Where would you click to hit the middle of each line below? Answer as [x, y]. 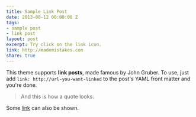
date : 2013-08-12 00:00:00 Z [42, 17]
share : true [21, 56]
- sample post [24, 28]
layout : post [22, 39]
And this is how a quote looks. [57, 96]
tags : [13, 22]
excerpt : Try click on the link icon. [54, 45]
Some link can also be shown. [42, 108]
